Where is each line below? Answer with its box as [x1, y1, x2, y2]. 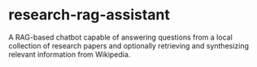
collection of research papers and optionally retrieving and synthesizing [8, 40, 250, 50]
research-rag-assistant [8, 6, 171, 24]
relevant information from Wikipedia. [8, 49, 131, 59]
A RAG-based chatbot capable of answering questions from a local [8, 32, 233, 42]
